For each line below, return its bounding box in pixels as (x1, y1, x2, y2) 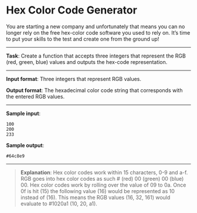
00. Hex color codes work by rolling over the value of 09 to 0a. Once (20, 181, 186, 188)
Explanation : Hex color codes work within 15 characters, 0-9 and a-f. (20, 168, 188, 176)
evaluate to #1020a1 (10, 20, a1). (20, 200, 98, 207)
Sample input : (6, 110, 41, 117)
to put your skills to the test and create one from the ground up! (6, 35, 159, 42)
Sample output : (6, 141, 45, 148)
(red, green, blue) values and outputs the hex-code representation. (6, 58, 168, 65)
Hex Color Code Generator (6, 4, 138, 17)
